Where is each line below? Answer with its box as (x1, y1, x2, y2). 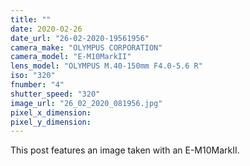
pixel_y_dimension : (10, 117, 92, 127)
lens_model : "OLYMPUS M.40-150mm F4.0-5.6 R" (10, 61, 203, 71)
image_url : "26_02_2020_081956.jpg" (10, 98, 163, 108)
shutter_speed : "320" (10, 89, 101, 99)
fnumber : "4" (10, 80, 65, 90)
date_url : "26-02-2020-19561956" (10, 33, 150, 43)
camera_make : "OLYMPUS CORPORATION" (10, 42, 163, 53)
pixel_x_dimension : (10, 107, 92, 118)
